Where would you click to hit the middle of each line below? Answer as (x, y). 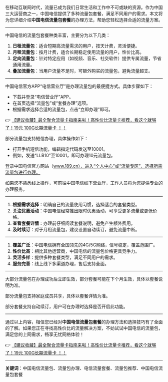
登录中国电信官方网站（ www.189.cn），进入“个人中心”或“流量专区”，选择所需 (84, 166)
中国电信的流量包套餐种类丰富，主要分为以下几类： (58, 35)
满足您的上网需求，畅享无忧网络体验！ (44, 334)
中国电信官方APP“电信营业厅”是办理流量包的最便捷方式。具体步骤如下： (79, 86)
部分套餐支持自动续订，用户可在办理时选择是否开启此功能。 (66, 306)
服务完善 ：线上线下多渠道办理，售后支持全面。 (60, 264)
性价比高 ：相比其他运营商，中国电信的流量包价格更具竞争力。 (76, 251)
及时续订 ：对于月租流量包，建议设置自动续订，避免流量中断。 (76, 230)
